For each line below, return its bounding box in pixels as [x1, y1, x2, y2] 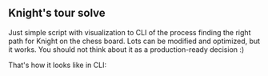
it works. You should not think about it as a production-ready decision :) [8, 44, 245, 54]
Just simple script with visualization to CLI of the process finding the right [8, 27, 251, 37]
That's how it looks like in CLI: [8, 60, 106, 70]
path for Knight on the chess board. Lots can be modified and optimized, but [8, 36, 261, 46]
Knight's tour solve [8, 6, 106, 20]
